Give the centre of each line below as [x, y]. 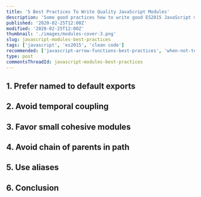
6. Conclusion [33, 188]
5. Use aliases [33, 167]
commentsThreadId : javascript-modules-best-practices [75, 62]
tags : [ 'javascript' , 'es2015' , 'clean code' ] [65, 46]
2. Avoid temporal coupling [57, 106]
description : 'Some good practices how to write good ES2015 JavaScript [99, 17]
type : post [20, 56]
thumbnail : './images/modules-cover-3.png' [61, 34]
